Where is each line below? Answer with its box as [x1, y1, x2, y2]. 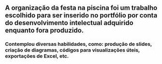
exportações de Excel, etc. [5, 53, 69, 60]
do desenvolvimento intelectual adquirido [5, 19, 134, 27]
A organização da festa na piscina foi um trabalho [5, 4, 158, 12]
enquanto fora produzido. [5, 26, 84, 35]
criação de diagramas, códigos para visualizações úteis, [5, 47, 140, 53]
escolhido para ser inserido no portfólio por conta [5, 12, 158, 20]
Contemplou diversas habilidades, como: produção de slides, [5, 41, 152, 48]
